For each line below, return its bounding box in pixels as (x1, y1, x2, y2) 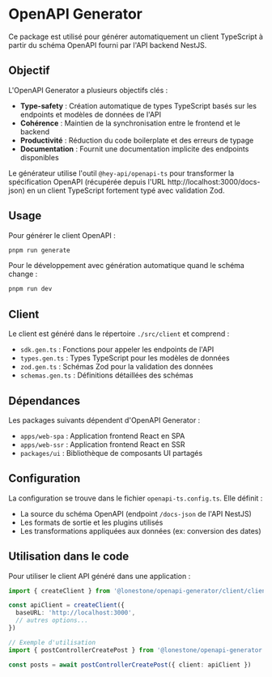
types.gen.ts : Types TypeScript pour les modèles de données (19, 353, 230, 363)
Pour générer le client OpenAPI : (8, 230, 116, 240)
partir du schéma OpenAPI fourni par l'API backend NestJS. (8, 40, 207, 49)
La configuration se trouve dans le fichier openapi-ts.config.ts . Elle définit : (8, 493, 263, 503)
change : (8, 269, 38, 279)
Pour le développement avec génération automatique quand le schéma (8, 261, 244, 270)
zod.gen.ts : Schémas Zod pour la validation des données (19, 362, 214, 372)
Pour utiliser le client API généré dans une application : (8, 571, 191, 581)
